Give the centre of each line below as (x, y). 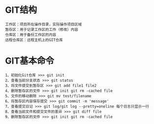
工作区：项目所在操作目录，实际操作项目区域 (43, 24)
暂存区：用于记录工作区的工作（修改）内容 (42, 29)
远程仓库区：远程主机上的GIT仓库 (34, 40)
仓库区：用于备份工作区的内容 (31, 35)
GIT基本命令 (30, 61)
